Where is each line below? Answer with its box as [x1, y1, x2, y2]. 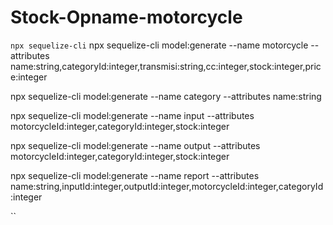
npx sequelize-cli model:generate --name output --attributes [10, 139, 261, 151]
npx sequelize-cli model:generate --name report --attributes [10, 169, 260, 181]
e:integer [10, 71, 48, 83]
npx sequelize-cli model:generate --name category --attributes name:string [10, 90, 322, 102]
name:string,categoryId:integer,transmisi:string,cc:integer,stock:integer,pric [10, 60, 322, 72]
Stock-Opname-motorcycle [10, 6, 243, 29]
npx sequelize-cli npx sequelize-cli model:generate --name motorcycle [10, 39, 309, 51]
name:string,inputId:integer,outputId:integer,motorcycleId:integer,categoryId [10, 180, 324, 192]
